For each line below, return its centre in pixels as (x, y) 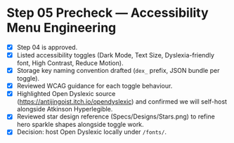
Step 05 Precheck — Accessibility (108, 13)
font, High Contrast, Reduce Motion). (70, 63)
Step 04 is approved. (47, 47)
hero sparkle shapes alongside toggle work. (80, 125)
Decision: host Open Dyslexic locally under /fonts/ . (91, 132)
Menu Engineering (61, 28)
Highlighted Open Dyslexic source (66, 94)
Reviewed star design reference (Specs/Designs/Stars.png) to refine (116, 116)
